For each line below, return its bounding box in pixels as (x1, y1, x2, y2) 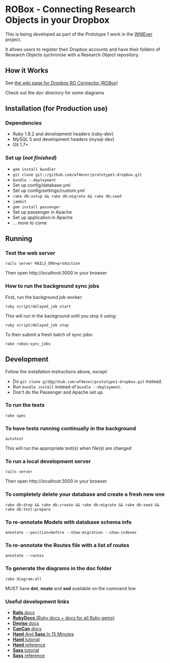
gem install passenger (12, 204, 61, 210)
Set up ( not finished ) (5, 154, 57, 162)
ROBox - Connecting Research (5, 4, 136, 15)
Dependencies (5, 120, 42, 127)
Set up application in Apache (12, 214, 73, 220)
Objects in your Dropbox (5, 14, 110, 26)
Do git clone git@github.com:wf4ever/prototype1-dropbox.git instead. (12, 378, 163, 384)
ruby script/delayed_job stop (5, 323, 69, 328)
